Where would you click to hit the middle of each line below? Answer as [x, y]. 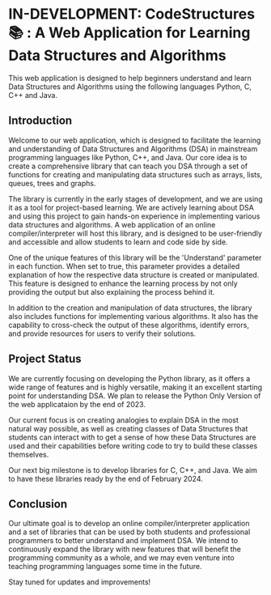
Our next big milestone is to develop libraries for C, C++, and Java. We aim [133, 470]
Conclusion [38, 504]
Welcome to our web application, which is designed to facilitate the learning [135, 140]
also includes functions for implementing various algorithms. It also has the [133, 316]
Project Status [45, 359]
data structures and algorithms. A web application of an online [112, 224]
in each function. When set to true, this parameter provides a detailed [124, 266]
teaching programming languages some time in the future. [105, 567]
